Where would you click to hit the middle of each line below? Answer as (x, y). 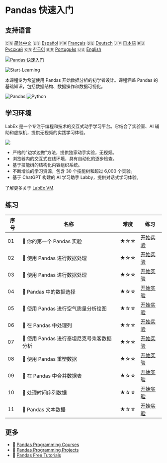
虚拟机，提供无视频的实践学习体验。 (51, 132)
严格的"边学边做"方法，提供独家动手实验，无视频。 (64, 152)
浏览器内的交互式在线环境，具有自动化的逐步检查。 (65, 158)
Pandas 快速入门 (39, 10)
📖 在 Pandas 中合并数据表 (52, 376)
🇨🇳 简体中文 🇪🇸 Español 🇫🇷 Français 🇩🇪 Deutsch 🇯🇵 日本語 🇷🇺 (75, 43)
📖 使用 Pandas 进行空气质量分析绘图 (64, 309)
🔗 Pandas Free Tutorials (37, 455)
